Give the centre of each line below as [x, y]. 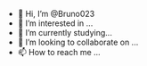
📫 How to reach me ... [59, 52]
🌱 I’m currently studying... [65, 33]
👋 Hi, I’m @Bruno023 [56, 14]
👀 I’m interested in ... [55, 23]
